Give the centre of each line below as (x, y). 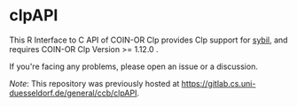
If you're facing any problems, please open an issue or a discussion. (134, 66)
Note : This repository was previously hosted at (94, 83)
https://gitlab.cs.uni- (219, 83)
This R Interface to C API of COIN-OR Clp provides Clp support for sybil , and (148, 40)
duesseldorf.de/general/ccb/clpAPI (73, 93)
